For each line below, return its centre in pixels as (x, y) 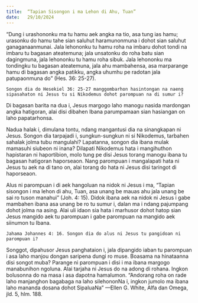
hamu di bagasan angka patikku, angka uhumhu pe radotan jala (83, 72)
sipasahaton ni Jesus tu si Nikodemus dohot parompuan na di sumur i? (95, 94)
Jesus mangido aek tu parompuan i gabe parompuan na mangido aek (91, 216)
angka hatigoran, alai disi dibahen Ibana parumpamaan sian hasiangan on (95, 111)
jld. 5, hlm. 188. (24, 294)
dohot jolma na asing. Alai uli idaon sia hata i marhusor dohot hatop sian (94, 210)
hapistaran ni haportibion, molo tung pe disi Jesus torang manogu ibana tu (97, 154)
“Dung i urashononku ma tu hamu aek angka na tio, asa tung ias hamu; (92, 34)
